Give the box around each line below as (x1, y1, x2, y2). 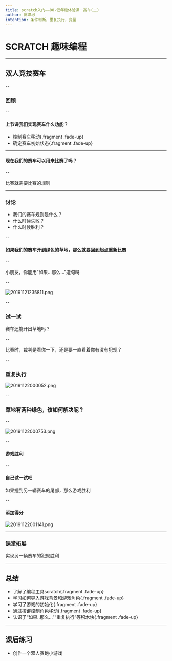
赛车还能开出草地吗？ (5, 325, 50, 332)
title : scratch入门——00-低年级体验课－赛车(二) (5, 7, 100, 13)
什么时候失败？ (12, 218, 45, 224)
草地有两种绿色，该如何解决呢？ (5, 406, 84, 413)
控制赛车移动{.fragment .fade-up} (12, 133, 84, 140)
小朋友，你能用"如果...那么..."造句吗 (5, 269, 80, 275)
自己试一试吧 (5, 475, 32, 481)
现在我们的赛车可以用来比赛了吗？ (5, 158, 77, 164)
